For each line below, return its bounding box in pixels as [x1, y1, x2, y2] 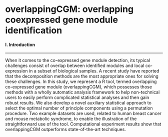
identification [5, 25, 62, 36]
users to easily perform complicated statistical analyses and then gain [5, 94, 149, 100]
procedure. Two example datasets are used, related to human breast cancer [5, 110, 161, 116]
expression [5, 68, 28, 74]
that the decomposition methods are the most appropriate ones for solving [5, 73, 159, 79]
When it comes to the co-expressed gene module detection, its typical [5, 57, 150, 63]
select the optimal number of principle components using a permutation [5, 105, 153, 111]
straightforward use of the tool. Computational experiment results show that [5, 121, 161, 127]
